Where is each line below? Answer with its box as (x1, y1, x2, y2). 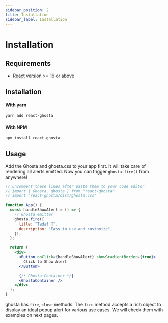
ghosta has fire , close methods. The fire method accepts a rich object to (5, 302, 161, 308)
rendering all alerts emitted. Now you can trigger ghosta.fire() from (5, 168, 149, 175)
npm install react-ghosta (5, 136, 60, 141)
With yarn (5, 102, 27, 108)
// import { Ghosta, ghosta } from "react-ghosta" (5, 188, 115, 194)
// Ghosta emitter (14, 212, 53, 217)
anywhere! (5, 174, 27, 180)
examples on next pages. (5, 312, 58, 318)
